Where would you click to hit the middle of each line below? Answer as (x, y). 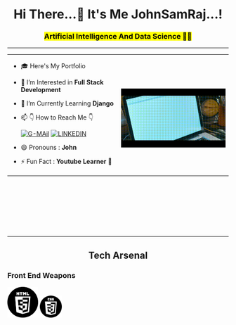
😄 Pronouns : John (49, 148)
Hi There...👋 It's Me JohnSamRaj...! (118, 14)
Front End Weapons (41, 275)
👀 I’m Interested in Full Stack (62, 82)
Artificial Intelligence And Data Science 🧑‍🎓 (118, 37)
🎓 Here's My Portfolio (53, 66)
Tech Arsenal (118, 255)
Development (41, 90)
